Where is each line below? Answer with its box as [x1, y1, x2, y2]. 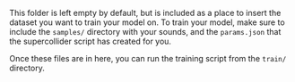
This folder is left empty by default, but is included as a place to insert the [9, 8, 282, 18]
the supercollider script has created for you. [9, 36, 172, 46]
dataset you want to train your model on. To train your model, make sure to [9, 17, 285, 28]
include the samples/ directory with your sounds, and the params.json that [9, 27, 282, 37]
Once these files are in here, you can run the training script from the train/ [9, 53, 287, 63]
